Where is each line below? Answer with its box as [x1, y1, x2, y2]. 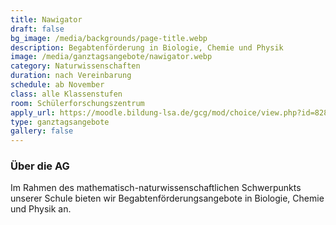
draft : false [10, 24, 65, 34]
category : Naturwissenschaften [10, 61, 141, 71]
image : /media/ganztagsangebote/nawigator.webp [10, 52, 213, 62]
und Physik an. [10, 203, 72, 215]
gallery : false [10, 126, 74, 136]
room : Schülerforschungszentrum [10, 98, 145, 108]
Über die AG [10, 159, 70, 173]
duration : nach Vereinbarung [10, 71, 132, 81]
